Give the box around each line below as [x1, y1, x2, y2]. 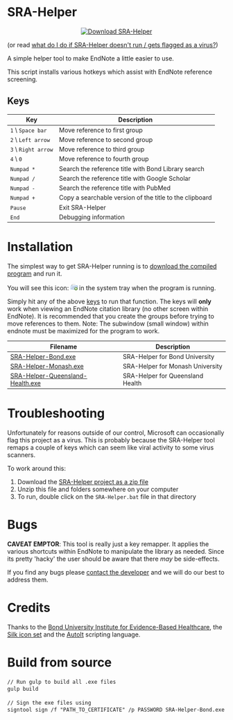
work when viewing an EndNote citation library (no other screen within [7, 305, 209, 313]
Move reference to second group [58, 135, 153, 143]
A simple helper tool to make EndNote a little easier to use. [7, 54, 175, 63]
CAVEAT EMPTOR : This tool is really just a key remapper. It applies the [7, 540, 209, 548]
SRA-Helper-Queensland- [10, 371, 88, 380]
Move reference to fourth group [58, 154, 149, 163]
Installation [7, 239, 74, 255]
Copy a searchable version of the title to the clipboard [58, 193, 212, 202]
